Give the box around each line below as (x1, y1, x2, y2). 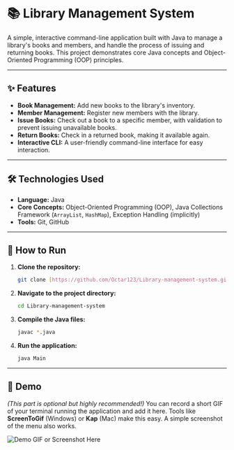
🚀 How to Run (7, 244, 67, 256)
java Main (17, 355, 47, 362)
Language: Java (17, 195, 65, 203)
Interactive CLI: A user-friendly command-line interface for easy (17, 138, 203, 147)
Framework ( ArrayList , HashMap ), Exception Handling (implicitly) (17, 210, 201, 219)
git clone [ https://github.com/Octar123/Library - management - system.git (17, 277, 230, 284)
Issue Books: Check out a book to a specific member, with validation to (17, 116, 223, 124)
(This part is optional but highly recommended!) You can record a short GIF (7, 399, 224, 407)
